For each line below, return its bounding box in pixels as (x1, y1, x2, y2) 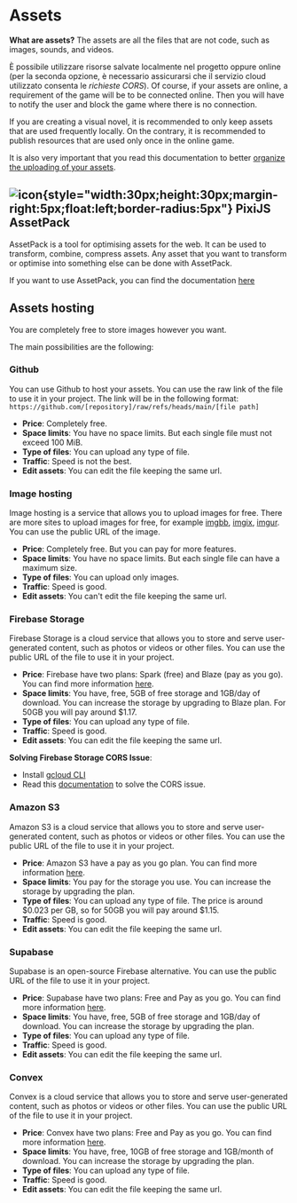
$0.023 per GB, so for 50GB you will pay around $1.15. (21, 905, 220, 915)
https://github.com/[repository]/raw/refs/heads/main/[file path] (9, 402, 260, 411)
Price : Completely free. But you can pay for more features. (21, 543, 237, 555)
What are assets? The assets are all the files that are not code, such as (9, 35, 270, 45)
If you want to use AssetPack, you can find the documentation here (9, 274, 255, 285)
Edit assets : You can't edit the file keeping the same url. (21, 591, 228, 602)
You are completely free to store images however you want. (9, 324, 227, 335)
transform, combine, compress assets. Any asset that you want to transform (9, 248, 287, 258)
